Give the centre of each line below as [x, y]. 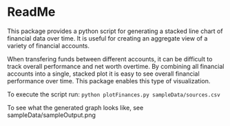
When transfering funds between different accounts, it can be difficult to [110, 59]
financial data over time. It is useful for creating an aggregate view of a [107, 38]
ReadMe [31, 12]
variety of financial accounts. [49, 45]
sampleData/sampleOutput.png [52, 115]
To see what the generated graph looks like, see [75, 107]
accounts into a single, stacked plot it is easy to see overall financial [103, 74]
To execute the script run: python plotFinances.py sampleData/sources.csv [114, 94]
